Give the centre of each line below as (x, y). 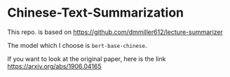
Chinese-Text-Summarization (96, 13)
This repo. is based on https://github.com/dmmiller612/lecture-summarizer (115, 32)
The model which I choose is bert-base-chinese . (77, 45)
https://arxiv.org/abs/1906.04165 (54, 66)
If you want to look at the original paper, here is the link (87, 59)
